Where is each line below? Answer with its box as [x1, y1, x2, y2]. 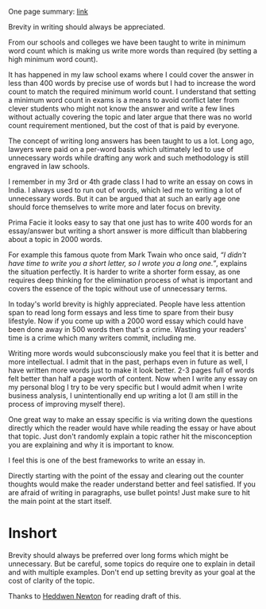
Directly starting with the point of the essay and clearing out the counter [8, 471, 245, 480]
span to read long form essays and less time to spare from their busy [8, 308, 234, 317]
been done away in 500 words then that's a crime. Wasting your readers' [8, 325, 247, 334]
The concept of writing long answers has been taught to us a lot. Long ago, [8, 136, 255, 146]
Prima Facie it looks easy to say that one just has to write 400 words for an [8, 218, 253, 227]
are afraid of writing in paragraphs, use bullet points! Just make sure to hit [8, 488, 250, 497]
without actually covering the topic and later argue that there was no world [8, 112, 253, 122]
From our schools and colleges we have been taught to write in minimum [8, 37, 246, 47]
